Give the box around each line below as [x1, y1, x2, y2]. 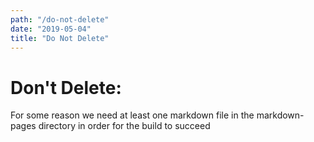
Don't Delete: [10, 76, 122, 99]
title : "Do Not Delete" [10, 33, 110, 43]
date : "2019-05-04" [10, 24, 92, 34]
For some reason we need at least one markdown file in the [10, 109, 255, 121]
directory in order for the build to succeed [38, 120, 211, 132]
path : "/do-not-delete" [10, 14, 110, 25]
